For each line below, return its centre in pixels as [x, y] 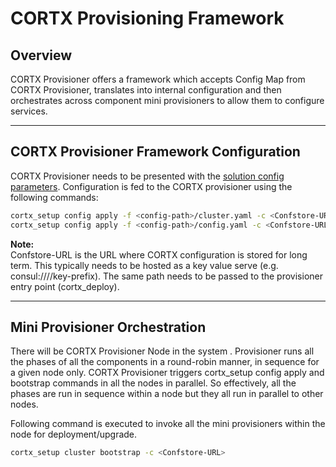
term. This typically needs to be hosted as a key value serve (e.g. [144, 265]
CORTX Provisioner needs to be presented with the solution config [147, 176]
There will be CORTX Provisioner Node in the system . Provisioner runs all [162, 351]
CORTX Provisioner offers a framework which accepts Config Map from [158, 79]
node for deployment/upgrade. [74, 434]
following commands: [54, 197]
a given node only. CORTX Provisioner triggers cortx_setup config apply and [167, 373]
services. [29, 111]
